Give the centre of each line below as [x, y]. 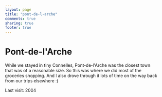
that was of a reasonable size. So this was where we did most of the [73, 71]
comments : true [20, 19]
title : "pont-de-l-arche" [31, 14]
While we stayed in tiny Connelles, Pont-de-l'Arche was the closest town [78, 65]
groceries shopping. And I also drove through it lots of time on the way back [81, 76]
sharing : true [19, 23]
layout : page [18, 10]
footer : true [18, 28]
